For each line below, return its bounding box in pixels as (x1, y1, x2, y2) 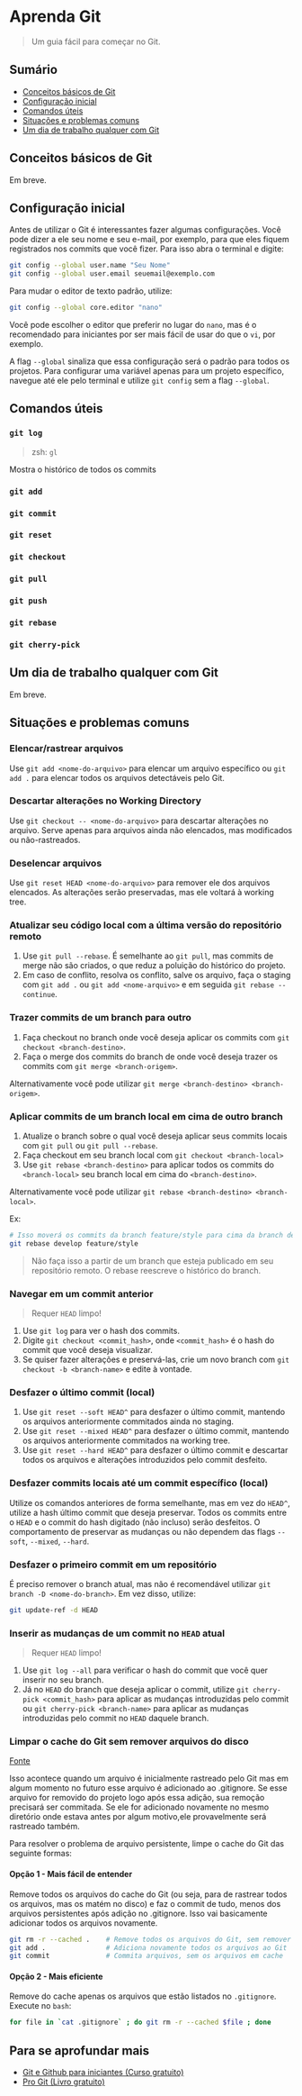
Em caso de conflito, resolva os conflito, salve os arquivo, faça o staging (22, 970, 291, 981)
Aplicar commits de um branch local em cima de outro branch (9, 1110, 283, 1122)
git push (9, 596, 48, 606)
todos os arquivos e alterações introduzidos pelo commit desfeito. (22, 1455, 268, 1465)
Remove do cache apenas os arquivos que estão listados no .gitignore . (9, 1991, 277, 2001)
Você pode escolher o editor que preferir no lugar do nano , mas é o (9, 320, 257, 330)
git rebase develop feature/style (9, 1239, 139, 1248)
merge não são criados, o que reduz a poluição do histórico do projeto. (22, 960, 286, 971)
